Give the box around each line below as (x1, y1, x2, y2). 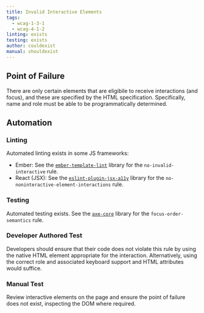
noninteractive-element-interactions (15, 182, 111, 188)
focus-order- (150, 211, 184, 217)
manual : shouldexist (6, 49, 59, 55)
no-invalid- (144, 162, 175, 169)
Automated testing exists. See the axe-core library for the (6, 210, 150, 217)
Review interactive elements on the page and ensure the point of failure (6, 294, 186, 301)
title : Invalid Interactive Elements (6, 9, 102, 15)
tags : (6, 15, 20, 21)
